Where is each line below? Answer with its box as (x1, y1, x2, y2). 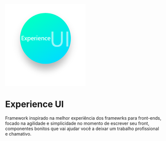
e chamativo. (5, 131, 32, 137)
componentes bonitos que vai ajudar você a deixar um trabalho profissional (5, 126, 160, 132)
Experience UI (5, 99, 64, 110)
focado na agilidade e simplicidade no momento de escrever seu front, (5, 120, 150, 126)
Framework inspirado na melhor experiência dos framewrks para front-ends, (5, 115, 162, 121)
